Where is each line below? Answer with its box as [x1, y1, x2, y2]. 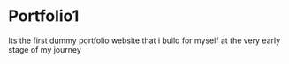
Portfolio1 [8, 6, 80, 26]
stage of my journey [8, 44, 81, 54]
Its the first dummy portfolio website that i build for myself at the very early [8, 35, 281, 46]
